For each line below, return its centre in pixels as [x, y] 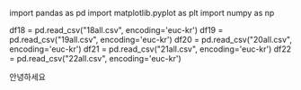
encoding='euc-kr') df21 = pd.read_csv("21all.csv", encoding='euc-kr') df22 [150, 49]
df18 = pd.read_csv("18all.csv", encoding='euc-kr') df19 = [116, 30]
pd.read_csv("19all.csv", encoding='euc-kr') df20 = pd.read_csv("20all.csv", [151, 40]
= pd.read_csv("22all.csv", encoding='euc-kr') [95, 58]
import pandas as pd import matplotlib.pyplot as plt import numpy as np [142, 13]
